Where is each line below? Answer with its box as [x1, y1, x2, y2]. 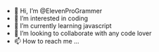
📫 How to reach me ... [13, 37, 79, 45]
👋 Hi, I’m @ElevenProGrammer [13, 7, 103, 15]
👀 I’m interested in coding [13, 14, 89, 22]
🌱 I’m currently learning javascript [13, 22, 112, 30]
